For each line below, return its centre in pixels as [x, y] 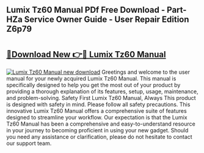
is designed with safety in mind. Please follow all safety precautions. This [98, 104]
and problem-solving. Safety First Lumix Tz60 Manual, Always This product [101, 98]
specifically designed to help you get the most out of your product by [93, 85]
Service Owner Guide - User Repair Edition [107, 20]
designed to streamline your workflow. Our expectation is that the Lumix [97, 117]
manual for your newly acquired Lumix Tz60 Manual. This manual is [91, 78]
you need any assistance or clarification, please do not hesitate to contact [99, 137]
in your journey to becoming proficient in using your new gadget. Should [97, 130]
